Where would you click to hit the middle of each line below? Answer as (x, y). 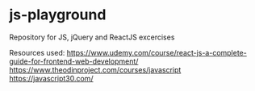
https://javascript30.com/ (51, 78)
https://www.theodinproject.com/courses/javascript (95, 69)
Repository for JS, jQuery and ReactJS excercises (92, 37)
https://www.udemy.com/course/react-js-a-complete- (157, 52)
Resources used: (37, 52)
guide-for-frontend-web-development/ (74, 61)
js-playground (58, 15)
